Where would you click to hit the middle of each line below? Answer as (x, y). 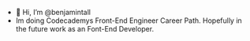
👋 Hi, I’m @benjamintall (53, 12)
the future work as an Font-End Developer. (85, 29)
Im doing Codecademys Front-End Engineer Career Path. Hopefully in (129, 20)
